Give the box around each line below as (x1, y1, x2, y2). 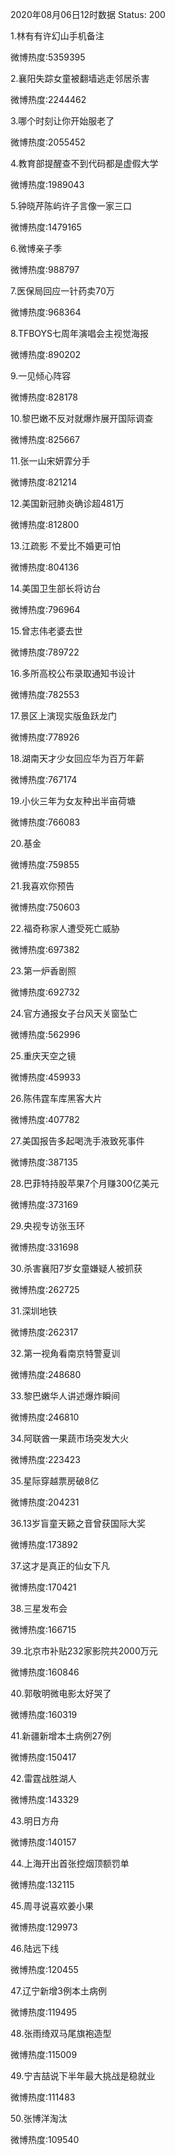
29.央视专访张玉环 (10, 1220, 85, 1232)
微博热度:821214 (10, 476, 78, 488)
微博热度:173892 (10, 1539, 78, 1550)
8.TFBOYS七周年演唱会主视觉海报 (10, 328, 150, 339)
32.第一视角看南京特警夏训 (10, 1348, 121, 1359)
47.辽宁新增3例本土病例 (10, 1985, 107, 1997)
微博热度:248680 (10, 1369, 82, 1380)
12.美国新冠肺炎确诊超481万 (10, 498, 125, 509)
